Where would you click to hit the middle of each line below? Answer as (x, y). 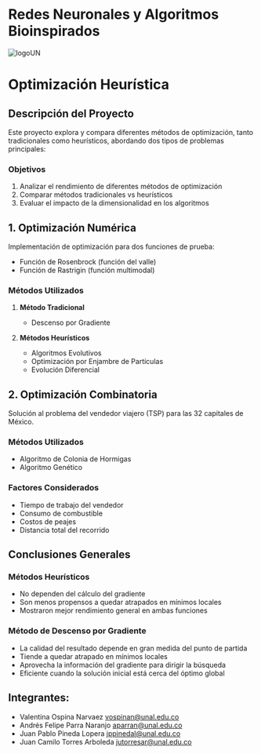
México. (21, 422)
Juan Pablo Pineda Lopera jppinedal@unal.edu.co (100, 733)
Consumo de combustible (61, 513)
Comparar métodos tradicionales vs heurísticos (96, 195)
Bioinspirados (54, 31)
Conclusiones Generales (69, 555)
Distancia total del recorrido (64, 530)
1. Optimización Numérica (72, 228)
